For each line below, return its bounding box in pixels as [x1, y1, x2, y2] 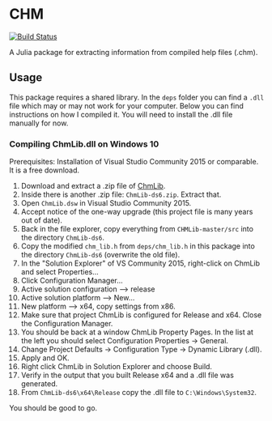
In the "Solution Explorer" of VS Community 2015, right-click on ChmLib [20, 258, 261, 268]
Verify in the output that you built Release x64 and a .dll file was [20, 370, 234, 381]
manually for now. [9, 118, 69, 128]
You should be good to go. [9, 403, 98, 413]
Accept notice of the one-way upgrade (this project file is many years [20, 207, 253, 217]
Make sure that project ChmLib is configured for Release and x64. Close [20, 310, 262, 320]
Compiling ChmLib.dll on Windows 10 [9, 138, 159, 150]
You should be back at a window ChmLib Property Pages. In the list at [20, 327, 254, 337]
